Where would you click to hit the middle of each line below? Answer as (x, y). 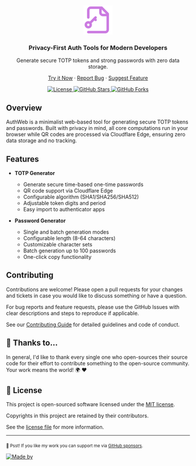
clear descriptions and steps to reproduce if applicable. (73, 313)
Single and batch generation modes (66, 232)
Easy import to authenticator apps (64, 209)
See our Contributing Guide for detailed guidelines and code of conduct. (93, 324)
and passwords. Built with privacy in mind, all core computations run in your (97, 128)
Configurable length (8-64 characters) (69, 238)
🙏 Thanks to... (32, 343)
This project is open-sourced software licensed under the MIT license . (91, 405)
